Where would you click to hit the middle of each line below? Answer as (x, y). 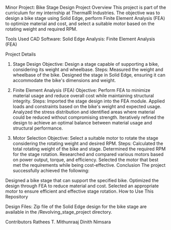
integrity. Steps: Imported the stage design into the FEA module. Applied (89, 101)
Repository (17, 197)
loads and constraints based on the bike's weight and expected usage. (87, 106)
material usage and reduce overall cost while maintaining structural (83, 96)
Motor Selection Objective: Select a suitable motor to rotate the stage (85, 138)
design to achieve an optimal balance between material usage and (82, 123)
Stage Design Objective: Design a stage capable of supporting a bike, (86, 64)
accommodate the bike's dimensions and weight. (64, 80)
